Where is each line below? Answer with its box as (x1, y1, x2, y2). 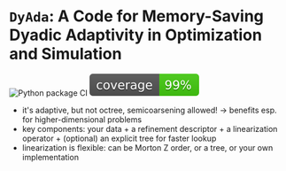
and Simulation (9, 44, 122, 64)
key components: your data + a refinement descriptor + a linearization (21, 123, 278, 134)
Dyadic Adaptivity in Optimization (9, 25, 263, 45)
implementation (21, 152, 80, 162)
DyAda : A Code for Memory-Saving (9, 6, 264, 27)
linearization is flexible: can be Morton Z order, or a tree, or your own (21, 142, 274, 152)
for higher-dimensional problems (21, 113, 143, 125)
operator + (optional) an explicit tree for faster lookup (21, 133, 217, 144)
